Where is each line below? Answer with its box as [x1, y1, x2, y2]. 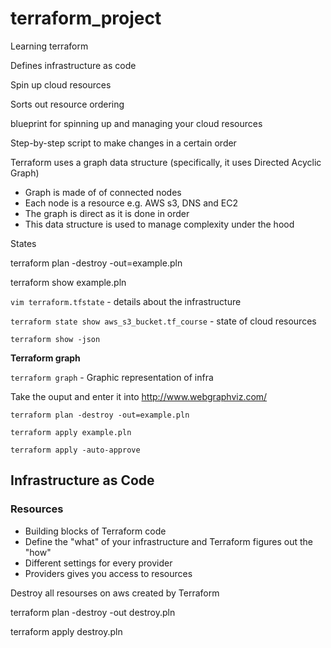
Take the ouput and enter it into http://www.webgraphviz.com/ [10, 390, 268, 402]
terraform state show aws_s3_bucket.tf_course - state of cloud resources [10, 315, 317, 327]
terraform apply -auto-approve [10, 445, 141, 455]
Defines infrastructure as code [10, 59, 137, 71]
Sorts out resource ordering [10, 98, 125, 110]
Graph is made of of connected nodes [24, 186, 182, 198]
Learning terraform [10, 40, 89, 52]
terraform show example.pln [10, 276, 127, 288]
